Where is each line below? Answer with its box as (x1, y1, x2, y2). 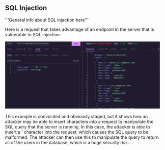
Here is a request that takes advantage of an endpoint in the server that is (5, 26, 154, 32)
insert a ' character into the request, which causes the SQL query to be (5, 129, 149, 135)
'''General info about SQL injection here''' (5, 17, 89, 23)
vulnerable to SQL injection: (5, 31, 61, 37)
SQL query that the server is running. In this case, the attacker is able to (5, 124, 151, 129)
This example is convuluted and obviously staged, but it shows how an (5, 113, 148, 119)
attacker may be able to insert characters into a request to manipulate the (5, 119, 154, 125)
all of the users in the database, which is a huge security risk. (5, 139, 129, 145)
